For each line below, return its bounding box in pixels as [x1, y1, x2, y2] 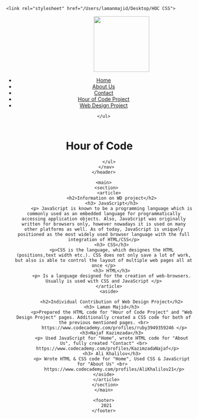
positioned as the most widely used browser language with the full [17, 231, 190, 237]
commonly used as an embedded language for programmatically [27, 210, 181, 216]
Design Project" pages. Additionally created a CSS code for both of [16, 314, 191, 320]
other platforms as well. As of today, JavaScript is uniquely [24, 226, 183, 232]
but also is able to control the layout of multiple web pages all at [15, 257, 193, 263]
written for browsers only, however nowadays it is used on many [21, 221, 186, 227]
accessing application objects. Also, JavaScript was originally [21, 216, 186, 222]
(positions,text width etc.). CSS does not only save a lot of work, [16, 252, 191, 258]
